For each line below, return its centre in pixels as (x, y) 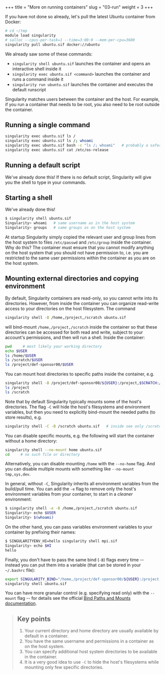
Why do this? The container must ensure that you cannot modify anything (80, 248)
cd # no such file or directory (42, 454)
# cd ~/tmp (16, 31)
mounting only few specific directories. (64, 667)
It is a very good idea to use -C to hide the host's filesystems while (92, 662)
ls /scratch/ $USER (24, 360)
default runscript (29, 89)
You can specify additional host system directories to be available (91, 652)
